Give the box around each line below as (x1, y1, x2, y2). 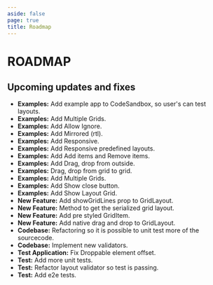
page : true (7, 17, 39, 24)
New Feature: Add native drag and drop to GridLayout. (17, 218, 176, 228)
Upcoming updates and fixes (7, 81, 136, 93)
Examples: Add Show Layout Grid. (17, 189, 118, 197)
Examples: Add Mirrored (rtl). (17, 130, 103, 138)
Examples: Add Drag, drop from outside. (17, 159, 135, 168)
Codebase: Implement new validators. (17, 241, 128, 249)
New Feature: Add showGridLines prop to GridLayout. (17, 197, 174, 205)
